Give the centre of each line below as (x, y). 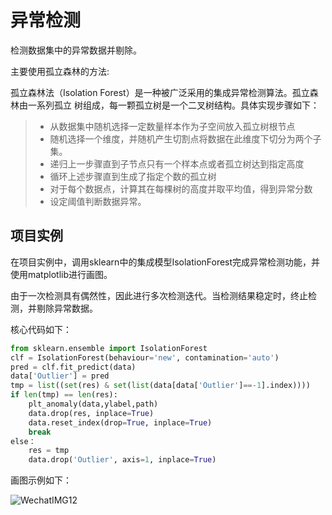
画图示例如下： (41, 480)
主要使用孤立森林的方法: (60, 71)
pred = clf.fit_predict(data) (73, 367)
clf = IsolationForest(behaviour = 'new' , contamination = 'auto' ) (145, 357)
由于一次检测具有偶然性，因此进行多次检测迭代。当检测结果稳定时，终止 (159, 295)
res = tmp (49, 451)
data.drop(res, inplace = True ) (91, 413)
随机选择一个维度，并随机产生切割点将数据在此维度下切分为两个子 (185, 138)
